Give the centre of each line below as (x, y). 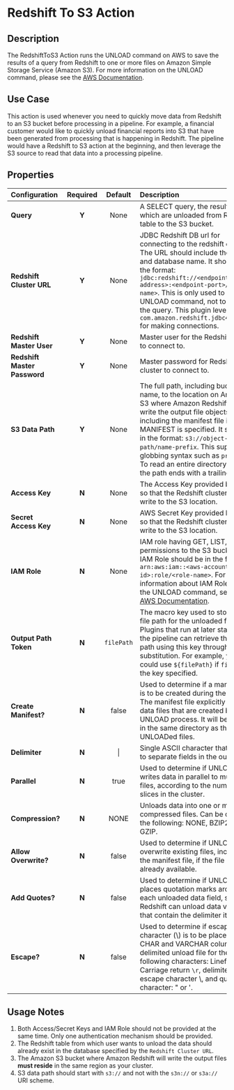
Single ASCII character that (184, 748)
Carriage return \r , (170, 970)
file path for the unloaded (181, 621)
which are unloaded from (181, 215)
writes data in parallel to (179, 777)
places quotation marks (178, 889)
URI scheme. (36, 1080)
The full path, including (177, 386)
